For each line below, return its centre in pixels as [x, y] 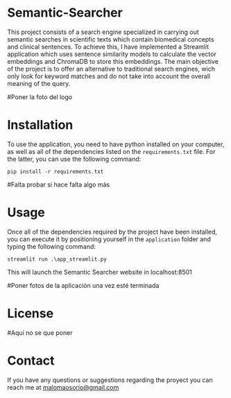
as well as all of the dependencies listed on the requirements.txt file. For [111, 151]
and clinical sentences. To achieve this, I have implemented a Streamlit [108, 46]
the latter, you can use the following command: [74, 159]
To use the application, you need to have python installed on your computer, [116, 144]
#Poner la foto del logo [40, 97]
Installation [40, 125]
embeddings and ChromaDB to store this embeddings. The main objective [113, 61]
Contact [31, 360]
